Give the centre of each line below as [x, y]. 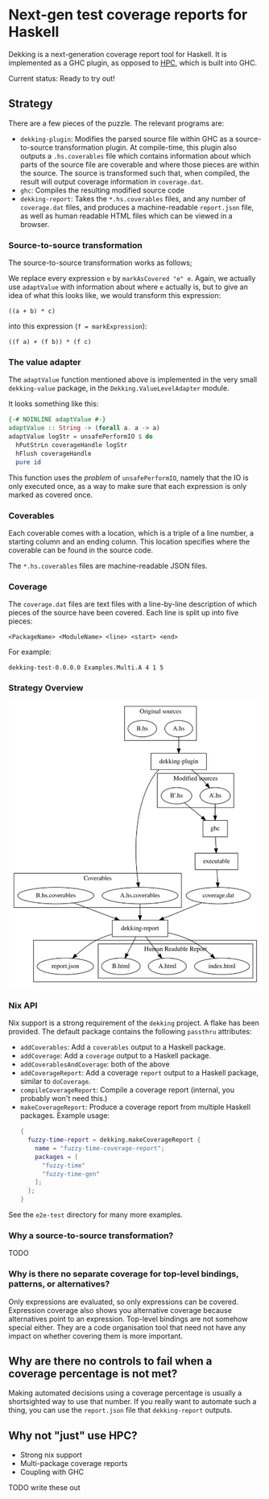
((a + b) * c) [32, 312]
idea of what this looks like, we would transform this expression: [115, 296]
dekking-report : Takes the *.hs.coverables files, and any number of [133, 198]
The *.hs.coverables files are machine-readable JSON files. [108, 565]
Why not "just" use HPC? [73, 1435]
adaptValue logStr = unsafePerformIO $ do [81, 437]
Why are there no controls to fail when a [110, 1362]
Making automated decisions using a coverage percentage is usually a [125, 1393]
